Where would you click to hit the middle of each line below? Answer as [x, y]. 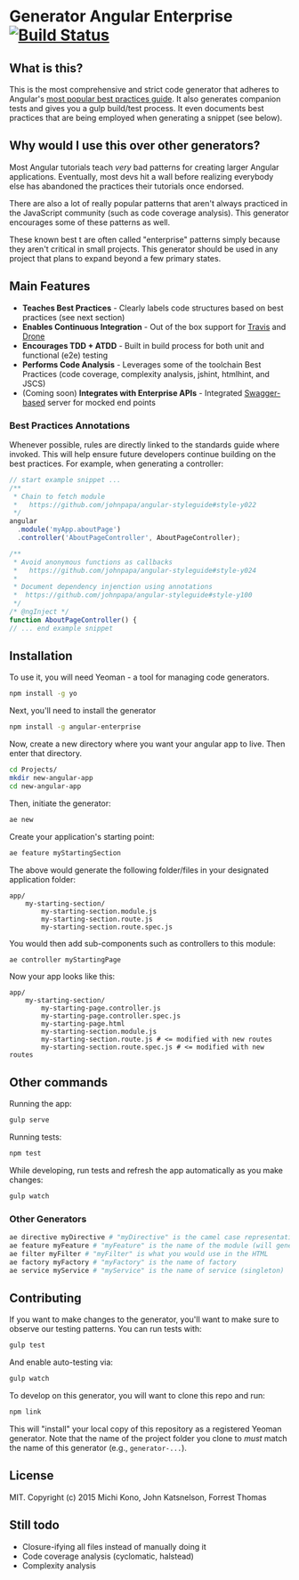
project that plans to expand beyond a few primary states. [115, 258]
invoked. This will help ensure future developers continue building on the [142, 454]
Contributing [45, 1298]
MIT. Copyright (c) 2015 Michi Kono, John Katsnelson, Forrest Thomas [138, 1497]
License [32, 1475]
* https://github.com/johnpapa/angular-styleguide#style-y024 [134, 570]
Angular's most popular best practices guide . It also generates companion [145, 99]
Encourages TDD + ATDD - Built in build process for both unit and [143, 345]
